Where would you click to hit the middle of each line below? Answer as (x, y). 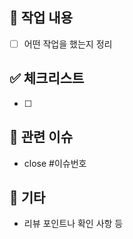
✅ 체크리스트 (47, 78)
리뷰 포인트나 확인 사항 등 (73, 224)
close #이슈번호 (55, 163)
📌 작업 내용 (41, 18)
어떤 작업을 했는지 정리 (68, 44)
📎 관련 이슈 (41, 137)
